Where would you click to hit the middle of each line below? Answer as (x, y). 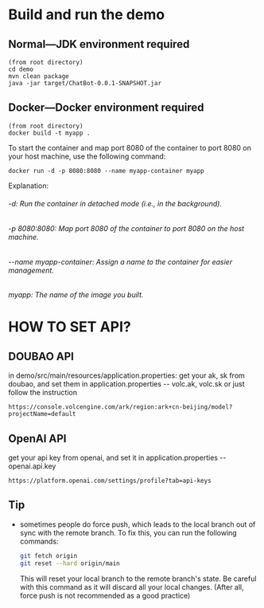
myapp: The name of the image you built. (76, 295)
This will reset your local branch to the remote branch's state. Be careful (138, 579)
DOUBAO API (41, 356)
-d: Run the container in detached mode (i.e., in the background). (115, 204)
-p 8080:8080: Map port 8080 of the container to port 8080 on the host (126, 229)
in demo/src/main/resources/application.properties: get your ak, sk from (126, 375)
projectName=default (43, 414)
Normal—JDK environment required (99, 44)
